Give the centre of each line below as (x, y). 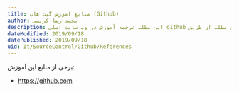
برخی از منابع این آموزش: (41, 67)
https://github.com (45, 81)
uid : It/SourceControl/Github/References (70, 47)
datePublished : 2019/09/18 (47, 40)
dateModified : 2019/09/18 (46, 34)
